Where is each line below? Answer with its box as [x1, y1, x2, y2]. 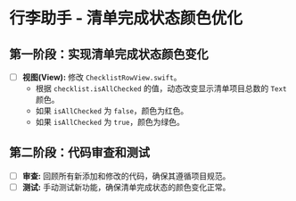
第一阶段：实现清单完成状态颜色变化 [9, 46, 209, 62]
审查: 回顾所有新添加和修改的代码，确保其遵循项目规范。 [21, 171, 231, 181]
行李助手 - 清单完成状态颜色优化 [9, 8, 243, 29]
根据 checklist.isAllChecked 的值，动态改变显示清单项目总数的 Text [35, 83, 287, 94]
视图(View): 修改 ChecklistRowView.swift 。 [21, 72, 182, 82]
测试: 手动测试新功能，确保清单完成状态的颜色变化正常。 [21, 181, 231, 192]
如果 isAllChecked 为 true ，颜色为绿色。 [35, 117, 185, 128]
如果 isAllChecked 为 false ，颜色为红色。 [35, 105, 189, 116]
